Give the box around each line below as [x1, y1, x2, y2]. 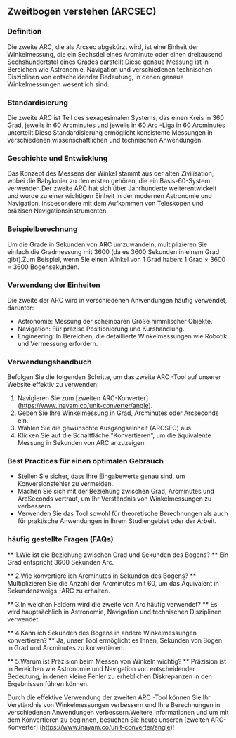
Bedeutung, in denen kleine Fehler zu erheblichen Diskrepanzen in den [7, 672, 213, 680]
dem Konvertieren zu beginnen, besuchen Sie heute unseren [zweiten [7, 716, 209, 724]
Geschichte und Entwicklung [7, 153, 108, 163]
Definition [7, 27, 42, 37]
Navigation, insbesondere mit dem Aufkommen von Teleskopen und [7, 199, 204, 208]
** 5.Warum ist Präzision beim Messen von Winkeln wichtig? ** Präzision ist [7, 657, 227, 666]
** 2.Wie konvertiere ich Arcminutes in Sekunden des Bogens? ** [7, 572, 197, 580]
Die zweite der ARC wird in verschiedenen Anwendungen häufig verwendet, [7, 296, 228, 304]
